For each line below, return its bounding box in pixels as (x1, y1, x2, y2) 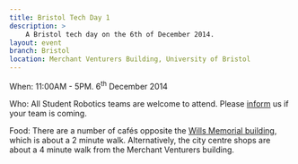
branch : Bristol (9, 47, 70, 56)
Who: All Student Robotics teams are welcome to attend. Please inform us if (9, 98, 289, 108)
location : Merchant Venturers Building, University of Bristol (9, 55, 251, 64)
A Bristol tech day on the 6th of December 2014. (25, 30, 215, 39)
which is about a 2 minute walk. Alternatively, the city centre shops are (9, 134, 271, 145)
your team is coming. (9, 108, 87, 118)
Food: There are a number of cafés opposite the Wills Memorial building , (9, 125, 277, 135)
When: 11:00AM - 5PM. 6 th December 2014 (9, 80, 169, 91)
